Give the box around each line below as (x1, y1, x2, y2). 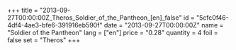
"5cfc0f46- (196, 13, 229, 22)
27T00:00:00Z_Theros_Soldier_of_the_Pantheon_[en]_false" (7, 13, 182, 22)
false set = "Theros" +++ (7, 36, 81, 44)
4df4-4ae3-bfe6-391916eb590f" (7, 21, 103, 29)
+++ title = (7, 6, 39, 14)
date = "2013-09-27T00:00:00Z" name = (103, 21, 224, 29)
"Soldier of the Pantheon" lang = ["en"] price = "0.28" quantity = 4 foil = (7, 28, 218, 37)
